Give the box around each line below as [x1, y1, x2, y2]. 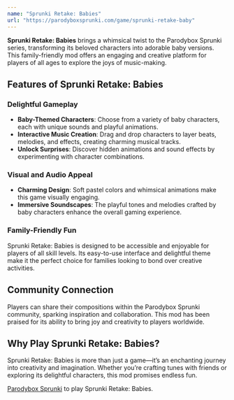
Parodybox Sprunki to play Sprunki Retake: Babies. [7, 385, 154, 393]
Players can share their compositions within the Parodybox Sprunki [7, 302, 200, 311]
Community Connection [7, 284, 114, 296]
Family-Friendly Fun [7, 225, 77, 235]
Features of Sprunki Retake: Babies [7, 78, 163, 90]
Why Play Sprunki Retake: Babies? [7, 337, 160, 350]
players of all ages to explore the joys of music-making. [7, 58, 167, 66]
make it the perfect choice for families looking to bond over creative [7, 256, 203, 264]
